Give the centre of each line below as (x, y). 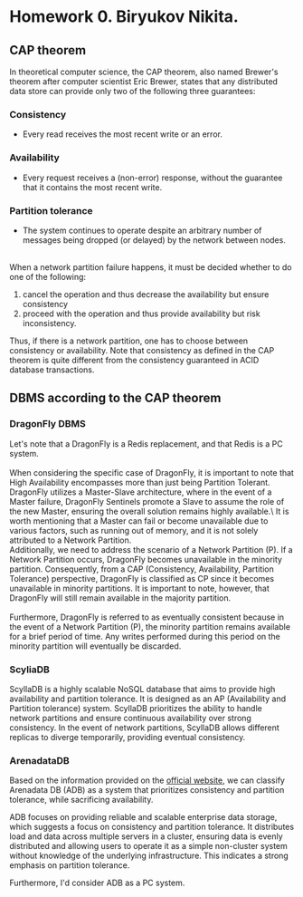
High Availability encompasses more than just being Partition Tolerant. (140, 482)
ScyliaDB (29, 670)
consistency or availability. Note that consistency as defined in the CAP (142, 350)
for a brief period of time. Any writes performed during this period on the (145, 636)
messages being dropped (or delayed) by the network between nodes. (154, 240)
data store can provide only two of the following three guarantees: (133, 91)
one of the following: (48, 276)
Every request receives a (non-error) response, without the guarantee (152, 178)
